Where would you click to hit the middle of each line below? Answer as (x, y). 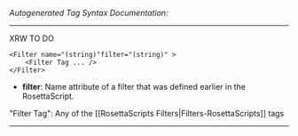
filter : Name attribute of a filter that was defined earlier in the (134, 87)
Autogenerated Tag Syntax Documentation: (89, 13)
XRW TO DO (32, 38)
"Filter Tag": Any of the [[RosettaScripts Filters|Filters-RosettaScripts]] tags (147, 113)
